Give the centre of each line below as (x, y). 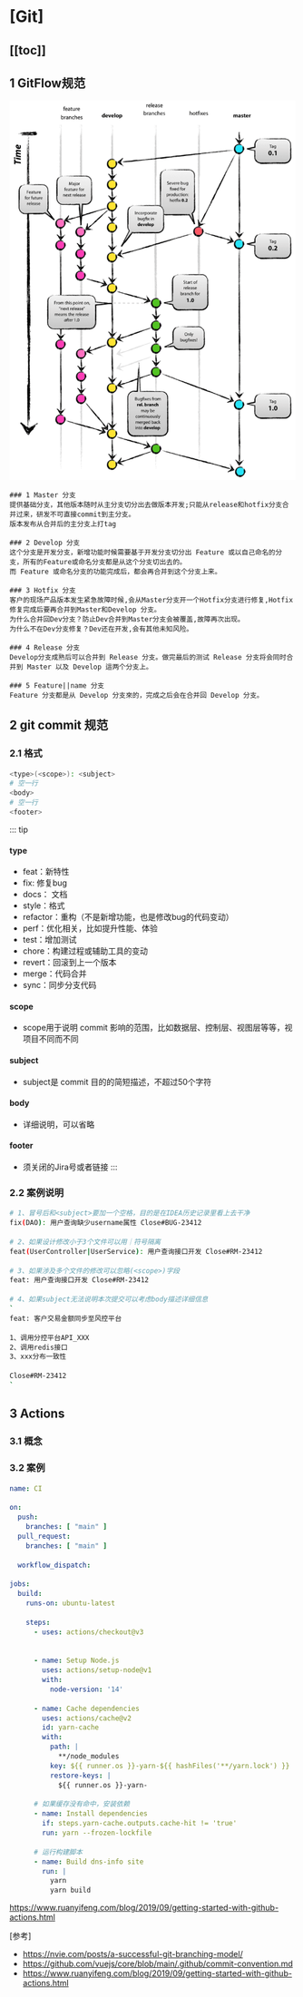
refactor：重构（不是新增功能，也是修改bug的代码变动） (128, 917)
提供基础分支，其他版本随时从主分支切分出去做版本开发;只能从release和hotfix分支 (146, 504)
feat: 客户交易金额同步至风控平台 (66, 1318)
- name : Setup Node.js (76, 1661)
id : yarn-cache (71, 1728)
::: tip (19, 829)
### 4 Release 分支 (45, 647)
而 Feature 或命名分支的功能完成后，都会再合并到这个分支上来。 (116, 572)
